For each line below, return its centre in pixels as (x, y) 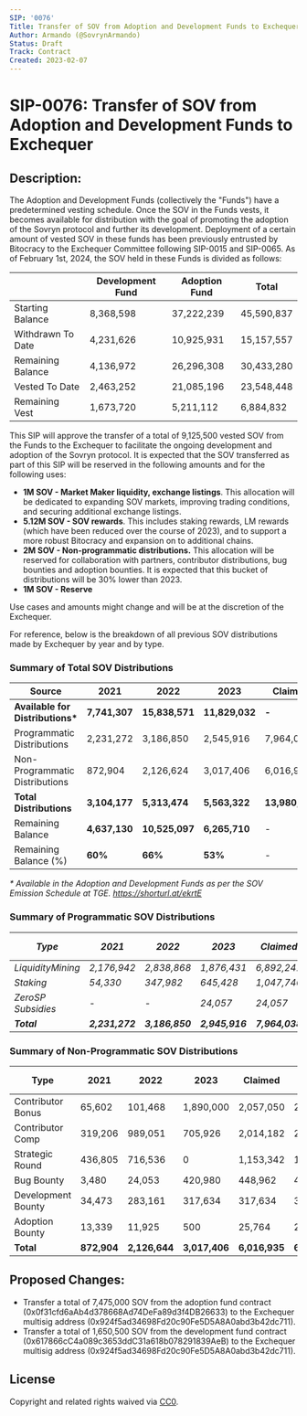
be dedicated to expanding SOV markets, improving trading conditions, (156, 502)
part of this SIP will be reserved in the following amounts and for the (138, 464)
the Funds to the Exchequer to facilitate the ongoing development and (141, 445)
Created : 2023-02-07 (49, 60)
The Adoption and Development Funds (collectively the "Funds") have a (144, 200)
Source (46, 691)
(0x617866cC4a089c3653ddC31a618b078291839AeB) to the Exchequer (159, 1341)
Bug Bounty (39, 1180)
